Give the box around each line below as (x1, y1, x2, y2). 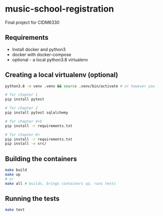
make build (5, 167, 27, 173)
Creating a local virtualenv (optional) (5, 71, 118, 79)
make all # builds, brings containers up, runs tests (5, 181, 116, 186)
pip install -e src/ (5, 141, 47, 146)
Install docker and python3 (12, 46, 66, 52)
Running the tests (5, 195, 60, 203)
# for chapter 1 (5, 92, 38, 98)
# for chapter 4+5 (5, 119, 42, 124)
